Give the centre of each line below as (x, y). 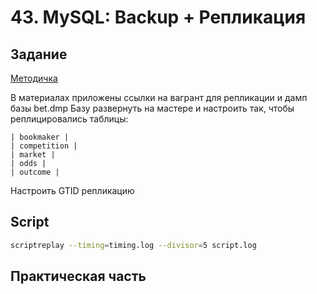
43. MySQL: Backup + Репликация (158, 17)
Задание (39, 54)
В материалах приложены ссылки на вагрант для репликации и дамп (159, 97)
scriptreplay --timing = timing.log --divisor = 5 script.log (133, 245)
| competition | (44, 146)
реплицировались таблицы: (69, 119)
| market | (33, 155)
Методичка (34, 78)
